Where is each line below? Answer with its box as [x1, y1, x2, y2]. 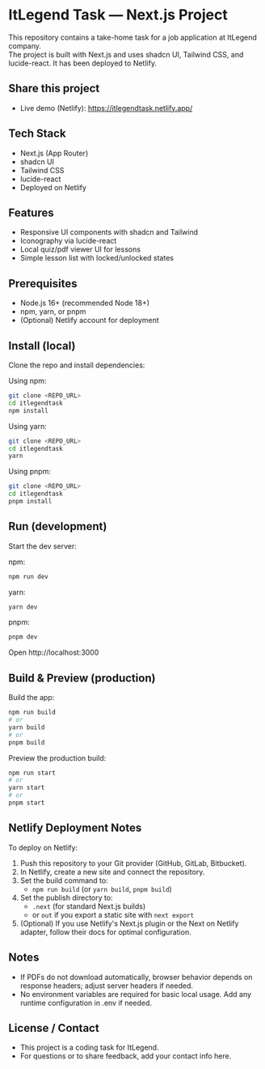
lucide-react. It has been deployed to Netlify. [8, 58, 158, 68]
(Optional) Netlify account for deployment [19, 316, 159, 325]
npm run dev [8, 572, 48, 580]
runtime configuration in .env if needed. [19, 998, 152, 1007]
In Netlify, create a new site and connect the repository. [19, 867, 205, 876]
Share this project [8, 82, 100, 95]
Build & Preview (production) [8, 671, 156, 685]
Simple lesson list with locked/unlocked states [19, 253, 174, 263]
